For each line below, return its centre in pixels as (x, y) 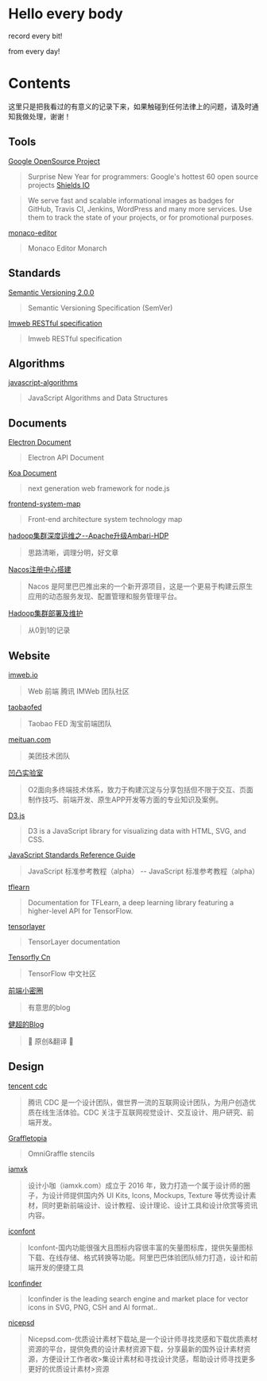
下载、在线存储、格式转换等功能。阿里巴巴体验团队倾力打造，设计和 (139, 1257)
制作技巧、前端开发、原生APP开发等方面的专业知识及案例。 (125, 799)
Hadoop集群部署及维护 (46, 613)
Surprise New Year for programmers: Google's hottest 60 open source (143, 177)
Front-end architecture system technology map (105, 519)
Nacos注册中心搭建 (40, 570)
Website (29, 656)
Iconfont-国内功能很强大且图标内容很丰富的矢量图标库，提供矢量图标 (140, 1247)
